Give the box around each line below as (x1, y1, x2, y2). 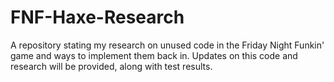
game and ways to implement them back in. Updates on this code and (10, 49, 298, 61)
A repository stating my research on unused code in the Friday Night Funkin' (10, 39, 325, 51)
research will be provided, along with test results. (10, 60, 213, 72)
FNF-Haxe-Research (10, 6, 185, 29)
